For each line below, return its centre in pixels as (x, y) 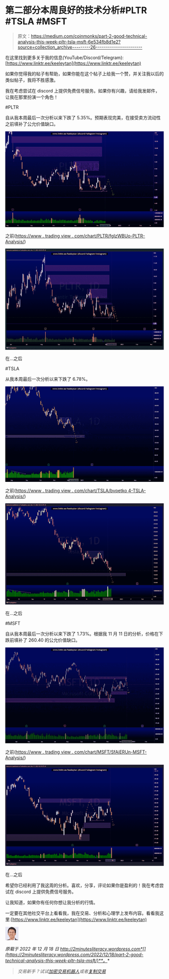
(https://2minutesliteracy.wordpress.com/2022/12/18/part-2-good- (74, 954)
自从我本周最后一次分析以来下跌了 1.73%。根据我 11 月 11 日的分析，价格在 (82, 634)
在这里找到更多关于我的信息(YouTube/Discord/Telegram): (65, 57)
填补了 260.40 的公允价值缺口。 (47, 640)
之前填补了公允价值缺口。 (32, 124)
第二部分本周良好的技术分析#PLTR (76, 10)
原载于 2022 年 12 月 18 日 (32, 949)
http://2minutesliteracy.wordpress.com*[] (103, 949)
